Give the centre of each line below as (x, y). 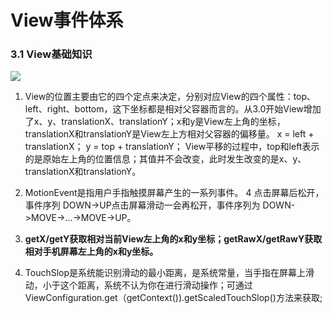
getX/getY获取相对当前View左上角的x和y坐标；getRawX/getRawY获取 (173, 239)
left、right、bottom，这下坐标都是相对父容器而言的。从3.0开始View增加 (173, 109)
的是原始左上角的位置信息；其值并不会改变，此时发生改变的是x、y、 (165, 159)
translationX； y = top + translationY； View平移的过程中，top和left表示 (172, 147)
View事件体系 (67, 20)
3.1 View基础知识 (51, 54)
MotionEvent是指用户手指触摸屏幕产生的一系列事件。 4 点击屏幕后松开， (174, 193)
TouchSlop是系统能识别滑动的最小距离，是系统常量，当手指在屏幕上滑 (169, 273)
